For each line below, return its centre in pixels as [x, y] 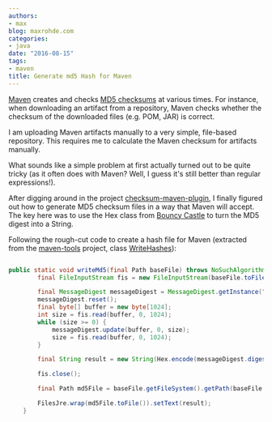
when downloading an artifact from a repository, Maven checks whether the [135, 108]
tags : [17, 62]
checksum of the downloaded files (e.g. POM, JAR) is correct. [112, 116]
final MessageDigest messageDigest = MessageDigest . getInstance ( [150, 292]
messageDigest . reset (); [77, 300]
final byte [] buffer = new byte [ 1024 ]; [105, 307]
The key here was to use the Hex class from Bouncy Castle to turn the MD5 [134, 215]
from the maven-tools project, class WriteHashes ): [92, 248]
